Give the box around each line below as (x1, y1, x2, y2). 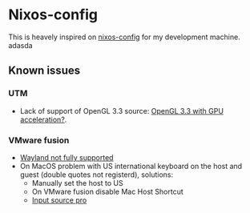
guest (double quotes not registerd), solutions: (19, 170, 174, 179)
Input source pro (31, 195, 87, 205)
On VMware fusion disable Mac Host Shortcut (31, 187, 183, 196)
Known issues (8, 64, 81, 78)
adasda (8, 40, 34, 50)
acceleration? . (19, 115, 67, 124)
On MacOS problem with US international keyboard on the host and (19, 161, 243, 171)
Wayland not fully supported (19, 152, 114, 162)
